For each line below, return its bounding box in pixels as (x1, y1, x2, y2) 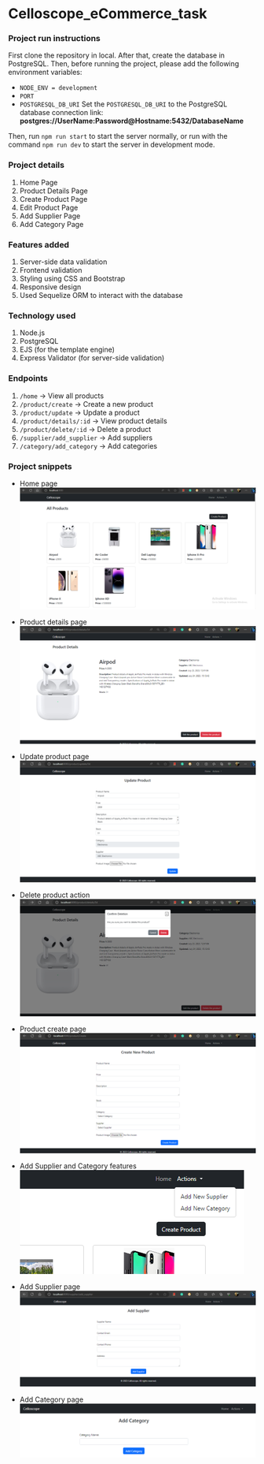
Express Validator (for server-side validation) (19, 353, 165, 363)
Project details (8, 159, 65, 170)
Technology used (8, 311, 76, 321)
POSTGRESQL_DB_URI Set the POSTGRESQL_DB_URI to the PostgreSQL (19, 99, 228, 109)
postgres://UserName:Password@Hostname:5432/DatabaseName (19, 116, 244, 126)
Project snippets (8, 460, 72, 471)
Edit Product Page (19, 203, 79, 212)
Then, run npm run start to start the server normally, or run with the (8, 132, 228, 141)
